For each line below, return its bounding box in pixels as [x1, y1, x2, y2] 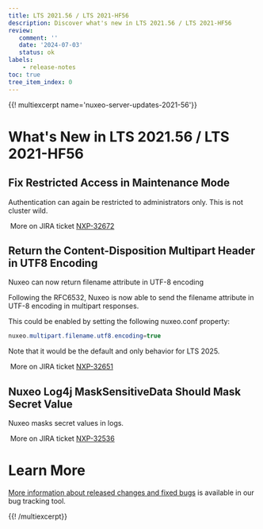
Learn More [8, 461, 86, 480]
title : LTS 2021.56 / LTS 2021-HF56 [8, 11, 129, 20]
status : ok [18, 48, 55, 56]
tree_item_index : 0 [8, 78, 73, 86]
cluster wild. [8, 206, 48, 215]
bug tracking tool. [8, 496, 66, 505]
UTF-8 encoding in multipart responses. [8, 301, 139, 311]
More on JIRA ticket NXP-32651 [10, 362, 113, 372]
